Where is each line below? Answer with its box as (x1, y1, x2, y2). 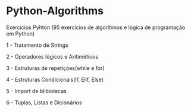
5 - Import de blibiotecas (6, 87, 67, 94)
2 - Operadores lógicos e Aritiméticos (6, 53, 99, 60)
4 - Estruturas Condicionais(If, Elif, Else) (6, 76, 104, 83)
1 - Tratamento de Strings (6, 41, 68, 49)
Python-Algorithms (6, 4, 104, 18)
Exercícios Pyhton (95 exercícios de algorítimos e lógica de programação (6, 24, 186, 31)
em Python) (6, 30, 35, 37)
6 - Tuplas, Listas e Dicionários (6, 99, 82, 106)
